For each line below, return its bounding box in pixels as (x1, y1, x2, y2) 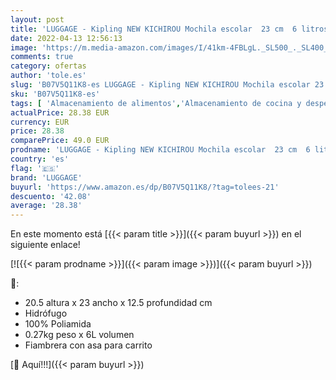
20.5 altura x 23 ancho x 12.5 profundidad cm (24, 297, 213, 309)
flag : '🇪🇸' (10, 163, 60, 173)
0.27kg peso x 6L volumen (24, 329, 135, 341)
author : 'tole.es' (10, 71, 87, 81)
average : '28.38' (10, 201, 83, 211)
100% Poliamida (24, 318, 92, 330)
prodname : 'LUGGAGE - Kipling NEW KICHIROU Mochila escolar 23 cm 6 (10, 145, 311, 155)
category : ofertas (10, 61, 87, 71)
